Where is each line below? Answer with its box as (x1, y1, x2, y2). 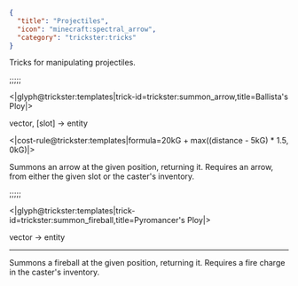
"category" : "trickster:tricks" (17, 33, 137, 42)
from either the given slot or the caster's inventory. (9, 171, 195, 182)
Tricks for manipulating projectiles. (9, 58, 136, 68)
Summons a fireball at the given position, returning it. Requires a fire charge (9, 258, 286, 268)
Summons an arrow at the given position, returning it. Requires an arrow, (9, 162, 274, 173)
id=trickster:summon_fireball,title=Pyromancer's (9, 215, 186, 226)
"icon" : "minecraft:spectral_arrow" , (17, 25, 157, 34)
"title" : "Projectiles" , (17, 16, 109, 26)
